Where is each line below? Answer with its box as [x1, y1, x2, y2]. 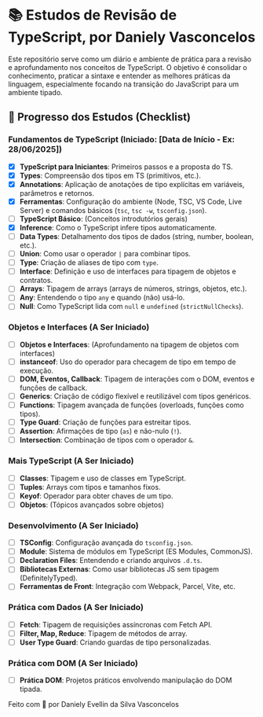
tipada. [19, 685, 42, 694]
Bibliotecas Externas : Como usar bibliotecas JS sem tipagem [19, 564, 220, 574]
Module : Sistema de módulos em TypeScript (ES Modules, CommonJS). [19, 547, 253, 557]
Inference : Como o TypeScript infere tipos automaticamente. [19, 222, 217, 232]
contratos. [19, 276, 53, 285]
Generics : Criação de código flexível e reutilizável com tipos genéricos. [19, 391, 251, 401]
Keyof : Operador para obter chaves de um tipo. [19, 491, 174, 500]
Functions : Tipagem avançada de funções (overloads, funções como [19, 400, 245, 410]
